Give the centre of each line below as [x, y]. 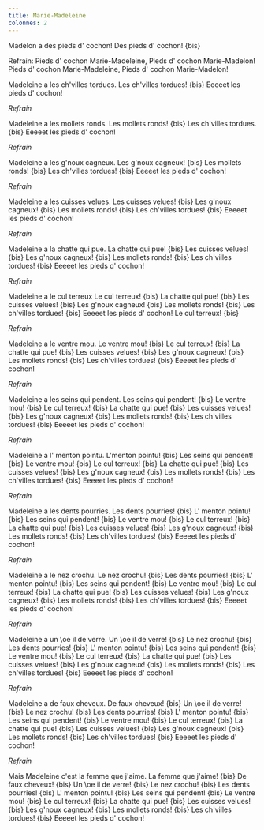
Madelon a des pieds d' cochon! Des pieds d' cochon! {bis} [104, 45]
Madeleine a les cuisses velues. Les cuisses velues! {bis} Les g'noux [120, 201]
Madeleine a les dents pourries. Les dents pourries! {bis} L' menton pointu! [129, 511]
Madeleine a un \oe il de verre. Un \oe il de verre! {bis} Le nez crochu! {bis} [130, 639]
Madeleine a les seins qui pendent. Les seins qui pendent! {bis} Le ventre [127, 399]
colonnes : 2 [28, 23]
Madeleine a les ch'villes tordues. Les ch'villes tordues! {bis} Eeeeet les [124, 85]
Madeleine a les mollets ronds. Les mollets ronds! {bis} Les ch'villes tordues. [132, 123]
